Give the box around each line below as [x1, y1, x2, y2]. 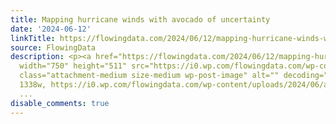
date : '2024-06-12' [10, 24, 92, 34]
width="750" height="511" [19, 61, 128, 71]
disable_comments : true [10, 98, 110, 108]
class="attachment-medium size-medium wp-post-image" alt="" [19, 71, 280, 81]
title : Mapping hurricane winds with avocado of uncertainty [10, 14, 271, 25]
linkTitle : [10, 33, 56, 43]
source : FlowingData [10, 42, 97, 53]
